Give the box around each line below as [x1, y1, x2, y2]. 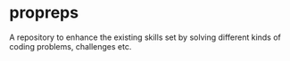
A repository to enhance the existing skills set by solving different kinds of [9, 32, 281, 42]
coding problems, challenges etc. [9, 41, 132, 51]
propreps [9, 3, 79, 23]
